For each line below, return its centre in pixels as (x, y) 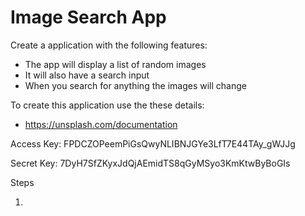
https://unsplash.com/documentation (101, 124)
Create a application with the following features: (109, 45)
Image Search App (88, 17)
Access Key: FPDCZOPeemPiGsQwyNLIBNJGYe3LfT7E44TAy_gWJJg (153, 143)
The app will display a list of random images (115, 64)
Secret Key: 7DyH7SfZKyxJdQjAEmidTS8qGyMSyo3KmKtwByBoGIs (150, 163)
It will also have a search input (87, 75)
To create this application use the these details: (107, 105)
